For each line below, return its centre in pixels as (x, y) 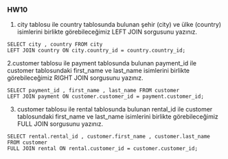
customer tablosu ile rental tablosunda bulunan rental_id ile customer (115, 109)
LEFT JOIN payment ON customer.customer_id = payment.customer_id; (106, 97)
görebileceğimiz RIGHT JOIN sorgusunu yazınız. (75, 78)
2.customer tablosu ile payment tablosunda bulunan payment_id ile (102, 63)
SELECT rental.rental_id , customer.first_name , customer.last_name (109, 137)
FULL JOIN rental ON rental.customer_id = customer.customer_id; (102, 149)
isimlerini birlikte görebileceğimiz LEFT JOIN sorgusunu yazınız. (107, 32)
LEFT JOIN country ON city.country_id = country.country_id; (96, 51)
